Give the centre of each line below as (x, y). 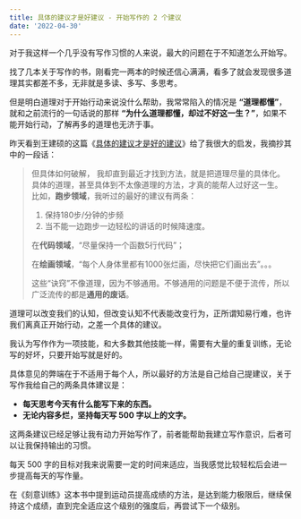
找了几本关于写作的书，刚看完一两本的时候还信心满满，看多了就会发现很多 (146, 72)
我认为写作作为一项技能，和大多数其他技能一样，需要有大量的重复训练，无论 (150, 343)
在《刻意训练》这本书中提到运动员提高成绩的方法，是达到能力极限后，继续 (146, 494)
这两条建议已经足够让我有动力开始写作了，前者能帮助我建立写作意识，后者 (146, 434)
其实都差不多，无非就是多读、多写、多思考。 (99, 82)
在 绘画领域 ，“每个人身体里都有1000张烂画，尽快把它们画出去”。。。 (154, 264)
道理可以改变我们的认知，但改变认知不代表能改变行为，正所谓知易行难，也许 (150, 313)
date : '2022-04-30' (46, 26)
